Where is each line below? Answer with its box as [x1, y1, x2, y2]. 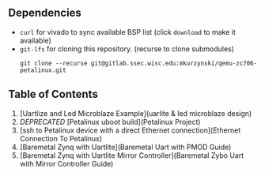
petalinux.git [19, 66, 66, 74]
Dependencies [8, 6, 81, 20]
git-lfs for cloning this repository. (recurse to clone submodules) [19, 43, 235, 54]
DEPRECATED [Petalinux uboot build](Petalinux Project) [19, 117, 201, 126]
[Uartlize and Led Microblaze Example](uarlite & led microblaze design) [19, 108, 252, 118]
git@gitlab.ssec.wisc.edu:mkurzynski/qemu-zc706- [90, 59, 258, 67]
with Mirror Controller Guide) [19, 159, 114, 168]
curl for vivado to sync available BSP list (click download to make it [19, 27, 236, 36]
